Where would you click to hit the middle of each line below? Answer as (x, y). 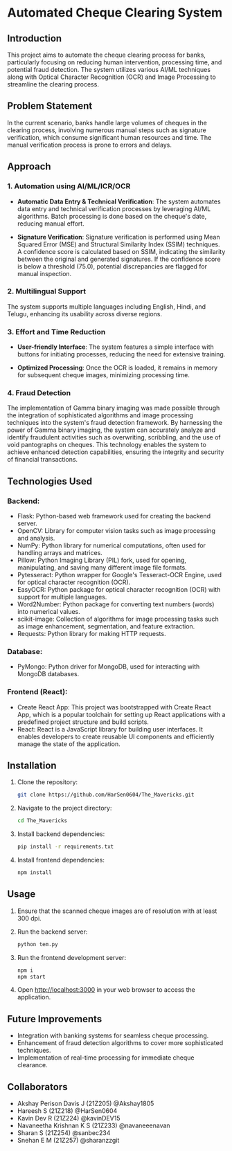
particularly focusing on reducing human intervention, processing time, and (115, 62)
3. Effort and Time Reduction (56, 332)
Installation (32, 766)
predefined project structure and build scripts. (83, 722)
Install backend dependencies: (61, 834)
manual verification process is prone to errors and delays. (89, 145)
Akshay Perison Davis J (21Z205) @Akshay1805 (86, 1104)
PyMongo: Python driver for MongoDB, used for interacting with (108, 667)
